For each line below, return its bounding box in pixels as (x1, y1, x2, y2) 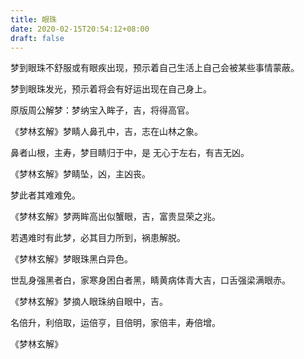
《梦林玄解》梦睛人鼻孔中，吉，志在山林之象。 (10, 126, 203, 138)
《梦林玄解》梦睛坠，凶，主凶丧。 (10, 168, 151, 180)
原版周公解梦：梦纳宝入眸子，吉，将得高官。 (10, 104, 195, 116)
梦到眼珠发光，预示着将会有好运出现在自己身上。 (10, 83, 212, 95)
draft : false (10, 33, 65, 43)
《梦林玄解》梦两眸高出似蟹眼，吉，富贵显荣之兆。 (10, 211, 221, 223)
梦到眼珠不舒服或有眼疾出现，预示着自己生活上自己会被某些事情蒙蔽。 (10, 62, 300, 74)
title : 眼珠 (10, 14, 57, 25)
